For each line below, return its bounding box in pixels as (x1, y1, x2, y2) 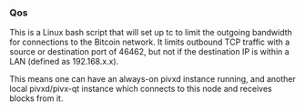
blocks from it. (9, 93, 64, 104)
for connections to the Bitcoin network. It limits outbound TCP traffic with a (9, 36, 290, 47)
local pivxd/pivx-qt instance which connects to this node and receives (9, 84, 272, 95)
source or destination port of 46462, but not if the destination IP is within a (9, 46, 290, 57)
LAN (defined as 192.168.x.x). (9, 56, 119, 67)
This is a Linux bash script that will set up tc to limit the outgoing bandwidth (9, 27, 293, 38)
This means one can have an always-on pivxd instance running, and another (9, 74, 296, 85)
